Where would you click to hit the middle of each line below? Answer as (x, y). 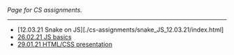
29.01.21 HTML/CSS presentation (65, 44)
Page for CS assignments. (45, 10)
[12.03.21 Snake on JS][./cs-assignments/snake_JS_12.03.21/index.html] (120, 30)
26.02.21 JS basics (44, 37)
